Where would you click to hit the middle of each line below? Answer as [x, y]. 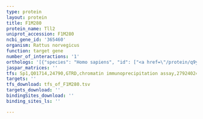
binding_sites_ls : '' [34, 101]
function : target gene [35, 51]
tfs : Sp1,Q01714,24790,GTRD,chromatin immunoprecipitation [82, 73]
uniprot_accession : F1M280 [40, 34]
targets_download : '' [34, 90]
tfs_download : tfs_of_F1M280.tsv [48, 85]
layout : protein [27, 17]
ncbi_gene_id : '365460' [36, 40]
